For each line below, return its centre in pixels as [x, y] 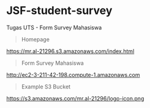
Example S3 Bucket [46, 87]
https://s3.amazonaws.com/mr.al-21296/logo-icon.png [75, 98]
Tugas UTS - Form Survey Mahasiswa [54, 27]
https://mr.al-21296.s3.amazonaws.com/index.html [70, 51]
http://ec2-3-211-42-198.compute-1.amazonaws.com [73, 74]
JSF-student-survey [59, 11]
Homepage [36, 39]
